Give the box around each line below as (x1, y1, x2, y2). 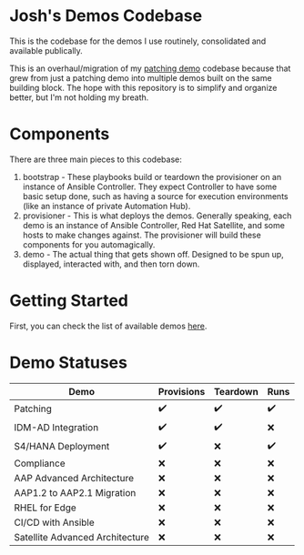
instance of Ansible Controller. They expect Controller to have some (22, 181, 278, 192)
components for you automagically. (22, 238, 156, 250)
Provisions (157, 385, 206, 398)
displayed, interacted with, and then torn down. (22, 258, 200, 269)
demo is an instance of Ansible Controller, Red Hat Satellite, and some (22, 219, 285, 230)
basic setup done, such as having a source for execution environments (22, 190, 289, 201)
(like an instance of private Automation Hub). (22, 200, 191, 211)
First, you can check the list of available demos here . (9, 320, 208, 331)
